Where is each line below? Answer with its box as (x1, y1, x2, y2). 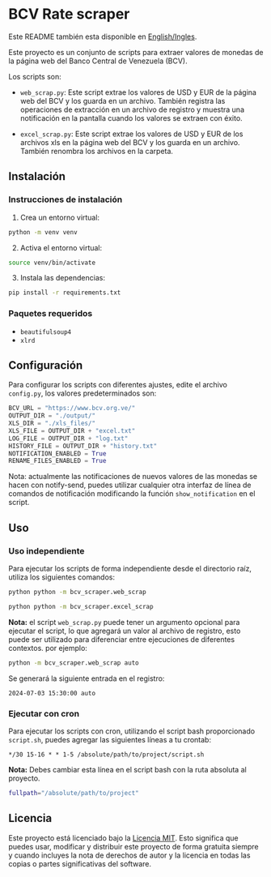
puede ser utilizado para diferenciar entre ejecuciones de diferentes (8, 634, 235, 644)
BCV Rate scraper (8, 5, 130, 24)
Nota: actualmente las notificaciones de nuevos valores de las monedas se (8, 472, 258, 481)
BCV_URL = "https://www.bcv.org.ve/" (8, 404, 136, 413)
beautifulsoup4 (19, 327, 72, 336)
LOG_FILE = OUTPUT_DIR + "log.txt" (8, 434, 129, 443)
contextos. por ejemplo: (8, 643, 87, 652)
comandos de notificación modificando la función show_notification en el (8, 489, 256, 498)
